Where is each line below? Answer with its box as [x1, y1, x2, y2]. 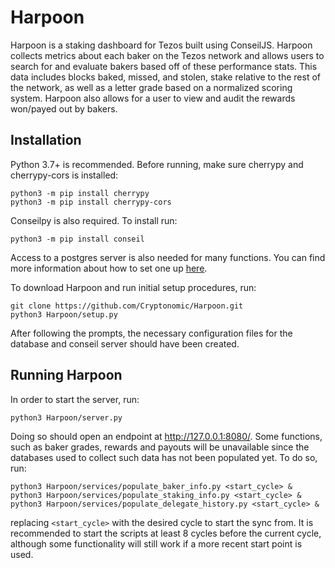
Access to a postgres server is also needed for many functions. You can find [10, 251, 326, 263]
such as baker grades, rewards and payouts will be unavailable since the [10, 441, 310, 453]
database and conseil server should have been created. [10, 337, 240, 350]
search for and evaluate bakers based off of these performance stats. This [10, 60, 318, 72]
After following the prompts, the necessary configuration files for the [10, 327, 293, 339]
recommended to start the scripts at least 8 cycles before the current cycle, [10, 527, 322, 539]
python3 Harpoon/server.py [10, 412, 123, 423]
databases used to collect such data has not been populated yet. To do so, [10, 451, 318, 463]
